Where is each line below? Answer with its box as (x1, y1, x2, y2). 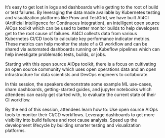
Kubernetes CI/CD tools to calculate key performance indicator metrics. (5, 36, 151, 42)
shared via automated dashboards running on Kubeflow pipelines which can (5, 46, 160, 52)
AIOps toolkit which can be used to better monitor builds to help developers (5, 25, 159, 31)
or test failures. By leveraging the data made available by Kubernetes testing (5, 9, 161, 15)
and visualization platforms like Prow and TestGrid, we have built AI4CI (5, 15, 149, 20)
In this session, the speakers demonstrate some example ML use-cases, (5, 81, 152, 87)
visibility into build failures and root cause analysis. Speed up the (5, 117, 137, 123)
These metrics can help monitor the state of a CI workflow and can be (5, 41, 148, 46)
